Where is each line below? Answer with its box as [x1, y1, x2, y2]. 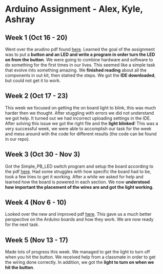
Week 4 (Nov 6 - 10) [5, 199, 67, 207]
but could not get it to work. [5, 77, 61, 83]
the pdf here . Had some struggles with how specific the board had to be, [5, 168, 151, 174]
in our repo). [5, 136, 30, 142]
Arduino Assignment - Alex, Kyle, [5, 3, 143, 15]
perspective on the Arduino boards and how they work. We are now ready [5, 217, 154, 223]
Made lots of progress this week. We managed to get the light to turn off [5, 249, 150, 255]
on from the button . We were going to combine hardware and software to [5, 57, 153, 62]
